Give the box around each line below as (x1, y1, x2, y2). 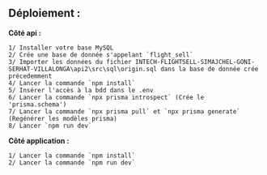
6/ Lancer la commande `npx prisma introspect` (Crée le (8, 93, 205, 101)
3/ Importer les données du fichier (8, 58, 132, 66)
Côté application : (8, 135, 70, 145)
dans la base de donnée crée (160, 65, 259, 73)
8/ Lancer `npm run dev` (8, 122, 92, 130)
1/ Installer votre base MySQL (8, 44, 114, 52)
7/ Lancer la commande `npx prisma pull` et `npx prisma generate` (8, 107, 241, 116)
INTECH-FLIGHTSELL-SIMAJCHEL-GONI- (134, 58, 255, 66)
